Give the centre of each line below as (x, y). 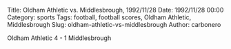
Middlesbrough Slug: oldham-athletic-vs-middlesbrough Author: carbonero (114, 24)
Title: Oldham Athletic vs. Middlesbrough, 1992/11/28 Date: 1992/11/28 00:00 (115, 10)
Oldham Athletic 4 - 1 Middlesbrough (59, 38)
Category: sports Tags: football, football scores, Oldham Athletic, (99, 17)
